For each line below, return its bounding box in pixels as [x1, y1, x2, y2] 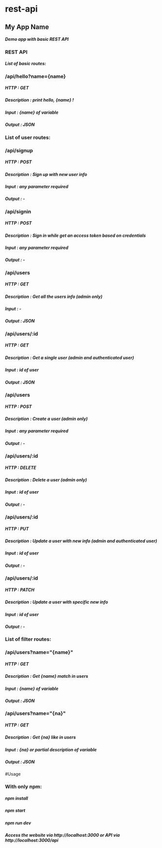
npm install [5, 795, 28, 801]
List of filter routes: [5, 636, 51, 643]
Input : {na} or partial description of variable [5, 746, 97, 752]
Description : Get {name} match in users [5, 673, 88, 679]
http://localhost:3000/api [5, 837, 59, 843]
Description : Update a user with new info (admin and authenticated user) [5, 538, 158, 544]
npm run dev [5, 820, 32, 826]
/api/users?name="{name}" [5, 649, 74, 656]
